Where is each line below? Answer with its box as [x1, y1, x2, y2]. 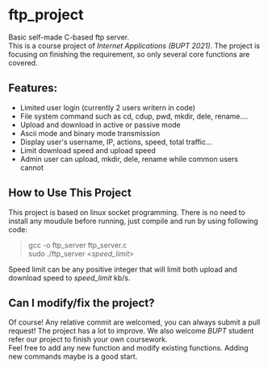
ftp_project [8, 6, 84, 24]
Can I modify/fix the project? [8, 296, 155, 309]
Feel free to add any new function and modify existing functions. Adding [8, 343, 249, 353]
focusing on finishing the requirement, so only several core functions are [8, 49, 250, 59]
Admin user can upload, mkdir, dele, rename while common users [19, 154, 238, 164]
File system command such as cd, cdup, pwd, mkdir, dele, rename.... [19, 111, 249, 121]
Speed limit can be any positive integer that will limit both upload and [8, 264, 237, 274]
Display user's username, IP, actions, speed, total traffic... [19, 137, 212, 147]
